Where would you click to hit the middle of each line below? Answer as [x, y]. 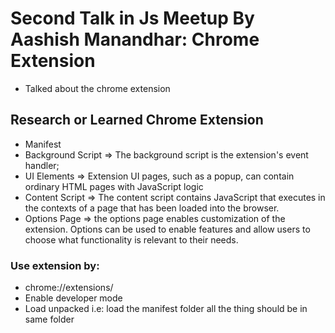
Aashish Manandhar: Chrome [135, 39]
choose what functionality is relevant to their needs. [131, 239]
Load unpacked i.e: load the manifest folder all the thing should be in [166, 309]
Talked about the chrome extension [97, 88]
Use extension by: [55, 265]
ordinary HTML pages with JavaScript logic [114, 186]
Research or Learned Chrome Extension [137, 120]
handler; [42, 165]
